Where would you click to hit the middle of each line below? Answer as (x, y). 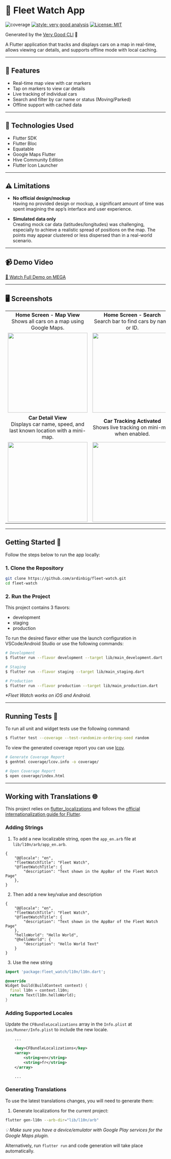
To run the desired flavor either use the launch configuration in (71, 638)
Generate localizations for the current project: (60, 1110)
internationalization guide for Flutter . (43, 814)
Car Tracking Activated (132, 421)
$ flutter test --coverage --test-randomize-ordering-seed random (77, 738)
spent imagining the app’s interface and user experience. (72, 209)
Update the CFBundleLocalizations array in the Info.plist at (69, 1024)
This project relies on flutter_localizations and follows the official (73, 809)
